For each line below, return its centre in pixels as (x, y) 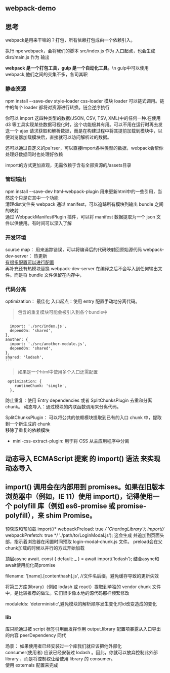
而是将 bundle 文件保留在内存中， (49, 275)
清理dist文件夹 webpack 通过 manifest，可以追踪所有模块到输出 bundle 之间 (84, 204)
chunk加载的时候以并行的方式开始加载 (45, 548)
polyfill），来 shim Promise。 (51, 516)
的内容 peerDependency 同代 (36, 635)
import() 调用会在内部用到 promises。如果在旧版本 (85, 487)
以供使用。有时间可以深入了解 (40, 223)
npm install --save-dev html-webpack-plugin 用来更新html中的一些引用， (81, 191)
